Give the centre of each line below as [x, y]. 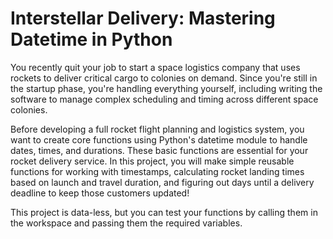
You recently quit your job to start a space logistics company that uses [155, 67]
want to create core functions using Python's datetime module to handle [159, 139]
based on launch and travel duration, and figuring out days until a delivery [162, 182]
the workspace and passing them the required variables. [126, 223]
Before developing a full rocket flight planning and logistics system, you [157, 129]
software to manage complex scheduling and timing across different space [164, 99]
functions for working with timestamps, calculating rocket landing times [157, 171]
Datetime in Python [91, 39]
